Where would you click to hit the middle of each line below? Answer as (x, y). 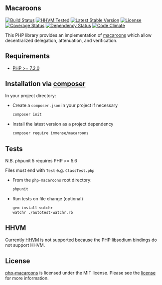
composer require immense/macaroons (50, 133)
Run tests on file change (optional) (48, 198)
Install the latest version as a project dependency (63, 124)
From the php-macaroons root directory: (52, 180)
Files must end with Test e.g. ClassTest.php (50, 170)
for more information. (27, 278)
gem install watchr (33, 208)
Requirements (27, 56)
